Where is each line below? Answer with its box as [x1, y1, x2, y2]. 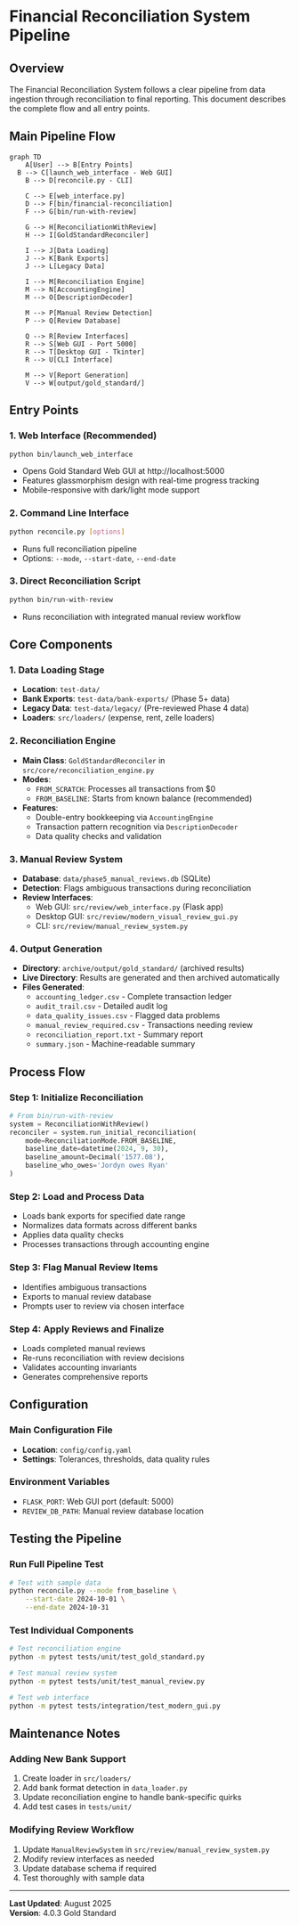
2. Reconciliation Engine [9, 735, 117, 747]
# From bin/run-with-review [9, 1111, 114, 1120]
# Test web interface [9, 1693, 90, 1702]
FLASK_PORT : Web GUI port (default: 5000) [21, 1496, 174, 1506]
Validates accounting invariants [21, 1361, 138, 1373]
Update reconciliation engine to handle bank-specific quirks [21, 1792, 242, 1803]
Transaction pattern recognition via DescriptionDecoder [35, 821, 238, 832]
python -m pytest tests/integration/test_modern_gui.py [9, 1701, 221, 1710]
